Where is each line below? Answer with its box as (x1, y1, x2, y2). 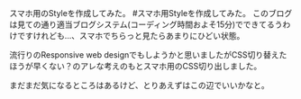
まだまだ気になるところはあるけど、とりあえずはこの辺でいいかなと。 (9, 80, 270, 90)
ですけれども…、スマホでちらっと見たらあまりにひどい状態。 (16, 31, 245, 40)
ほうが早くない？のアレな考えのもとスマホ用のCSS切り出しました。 (9, 61, 262, 71)
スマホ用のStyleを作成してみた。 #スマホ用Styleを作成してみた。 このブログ (9, 8, 293, 18)
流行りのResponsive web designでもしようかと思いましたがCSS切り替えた (9, 49, 287, 60)
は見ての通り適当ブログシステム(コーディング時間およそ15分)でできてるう (9, 19, 283, 30)
